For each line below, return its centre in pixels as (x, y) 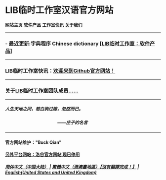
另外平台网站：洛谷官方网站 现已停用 (42, 155)
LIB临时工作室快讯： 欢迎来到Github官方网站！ (60, 71)
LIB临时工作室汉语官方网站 (59, 10)
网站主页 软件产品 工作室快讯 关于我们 (44, 25)
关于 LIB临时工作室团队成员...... (42, 91)
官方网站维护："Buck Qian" (33, 142)
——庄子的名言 (73, 122)
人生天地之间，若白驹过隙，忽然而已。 (44, 109)
